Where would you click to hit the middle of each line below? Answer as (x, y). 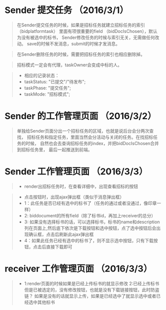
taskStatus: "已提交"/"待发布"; (55, 81)
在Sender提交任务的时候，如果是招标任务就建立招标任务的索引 (81, 25)
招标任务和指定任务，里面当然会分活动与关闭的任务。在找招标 (90, 137)
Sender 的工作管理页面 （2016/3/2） (81, 116)
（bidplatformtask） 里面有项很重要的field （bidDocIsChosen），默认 (87, 31)
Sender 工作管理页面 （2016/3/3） (76, 172)
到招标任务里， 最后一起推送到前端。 (54, 150)
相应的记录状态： (42, 75)
